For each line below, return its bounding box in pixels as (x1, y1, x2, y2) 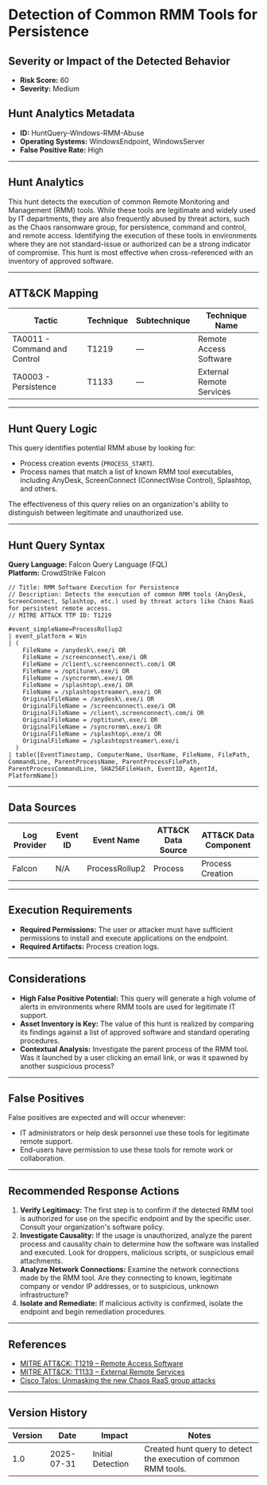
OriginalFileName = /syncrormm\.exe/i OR (22, 723, 161, 731)
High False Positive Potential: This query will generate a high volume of (19, 993, 256, 1003)
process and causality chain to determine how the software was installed (19, 1239, 259, 1249)
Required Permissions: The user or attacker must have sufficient (19, 925, 234, 934)
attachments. (19, 1256, 64, 1266)
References (8, 1338, 67, 1351)
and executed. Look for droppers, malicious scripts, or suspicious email (19, 1247, 254, 1257)
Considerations (8, 972, 87, 986)
